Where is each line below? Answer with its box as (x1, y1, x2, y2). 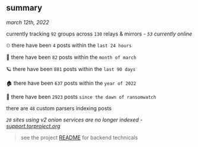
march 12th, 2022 (6, 18, 49, 25)
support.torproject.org (6, 122, 60, 129)
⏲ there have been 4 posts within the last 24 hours (6, 41, 132, 49)
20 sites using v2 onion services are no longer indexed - (6, 116, 143, 123)
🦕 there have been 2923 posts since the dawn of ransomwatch (6, 93, 157, 100)
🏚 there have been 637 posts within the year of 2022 (6, 79, 136, 87)
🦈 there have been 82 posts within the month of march (6, 53, 136, 60)
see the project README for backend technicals (20, 134, 138, 141)
